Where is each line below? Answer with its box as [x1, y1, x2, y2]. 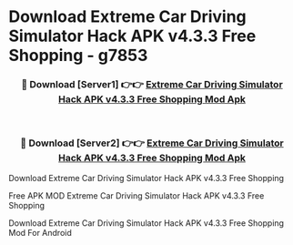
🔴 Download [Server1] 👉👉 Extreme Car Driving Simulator [21, 78, 283, 91]
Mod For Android [8, 227, 72, 238]
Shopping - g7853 [8, 46, 148, 66]
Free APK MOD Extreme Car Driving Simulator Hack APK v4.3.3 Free [8, 189, 265, 201]
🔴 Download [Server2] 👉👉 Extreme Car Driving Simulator [20, 137, 284, 149]
